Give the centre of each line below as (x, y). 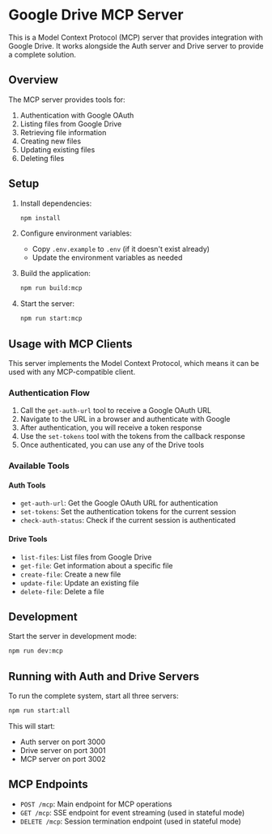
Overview (34, 80)
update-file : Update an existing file (79, 583)
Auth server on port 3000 (63, 742)
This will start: (32, 726)
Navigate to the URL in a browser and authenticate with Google (125, 419)
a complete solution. (42, 54)
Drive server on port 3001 (63, 750)
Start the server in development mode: (73, 636)
